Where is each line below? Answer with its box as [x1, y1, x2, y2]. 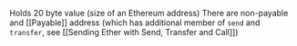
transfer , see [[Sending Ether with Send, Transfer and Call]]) [9, 27, 239, 37]
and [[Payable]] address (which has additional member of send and [9, 17, 261, 28]
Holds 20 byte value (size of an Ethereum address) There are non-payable [9, 8, 289, 18]
